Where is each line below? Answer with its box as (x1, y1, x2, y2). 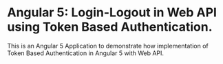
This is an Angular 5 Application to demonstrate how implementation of (7, 42, 209, 50)
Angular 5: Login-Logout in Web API (7, 5, 217, 20)
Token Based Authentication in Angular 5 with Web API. (7, 49, 164, 57)
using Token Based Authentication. (7, 19, 213, 35)
